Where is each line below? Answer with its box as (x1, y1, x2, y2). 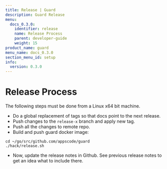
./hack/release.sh (5, 144, 44, 149)
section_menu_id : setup (5, 54, 56, 60)
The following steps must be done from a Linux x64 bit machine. (5, 103, 141, 109)
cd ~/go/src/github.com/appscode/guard (5, 139, 90, 144)
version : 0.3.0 (10, 64, 42, 69)
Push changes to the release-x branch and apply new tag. (12, 118, 135, 125)
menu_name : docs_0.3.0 (5, 50, 53, 55)
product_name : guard (5, 45, 49, 50)
